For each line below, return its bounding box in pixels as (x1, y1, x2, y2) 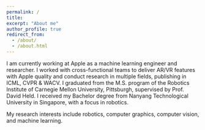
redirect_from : (6, 32, 45, 38)
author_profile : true (6, 26, 62, 32)
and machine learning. (6, 117, 63, 124)
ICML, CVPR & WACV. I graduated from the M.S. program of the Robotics (6, 79, 190, 86)
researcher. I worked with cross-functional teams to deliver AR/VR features (6, 66, 196, 73)
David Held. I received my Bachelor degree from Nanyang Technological (6, 92, 188, 99)
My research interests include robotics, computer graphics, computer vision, (6, 110, 199, 118)
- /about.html (12, 43, 48, 49)
